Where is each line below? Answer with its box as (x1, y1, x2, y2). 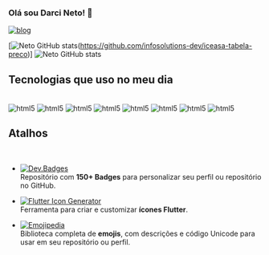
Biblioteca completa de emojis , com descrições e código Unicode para (19, 229, 255, 238)
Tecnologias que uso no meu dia (8, 72, 173, 87)
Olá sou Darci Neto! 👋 (8, 7, 93, 18)
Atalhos (8, 127, 48, 140)
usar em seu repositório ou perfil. (19, 237, 131, 247)
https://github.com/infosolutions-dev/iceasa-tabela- (79, 41, 253, 51)
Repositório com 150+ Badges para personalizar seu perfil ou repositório (19, 172, 262, 181)
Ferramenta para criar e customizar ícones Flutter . (19, 204, 189, 214)
